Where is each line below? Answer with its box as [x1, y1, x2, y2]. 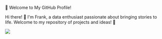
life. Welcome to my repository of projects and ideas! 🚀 [5, 19, 116, 25]
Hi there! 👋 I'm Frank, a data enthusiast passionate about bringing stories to [5, 14, 158, 19]
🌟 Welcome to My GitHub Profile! [5, 5, 71, 10]
